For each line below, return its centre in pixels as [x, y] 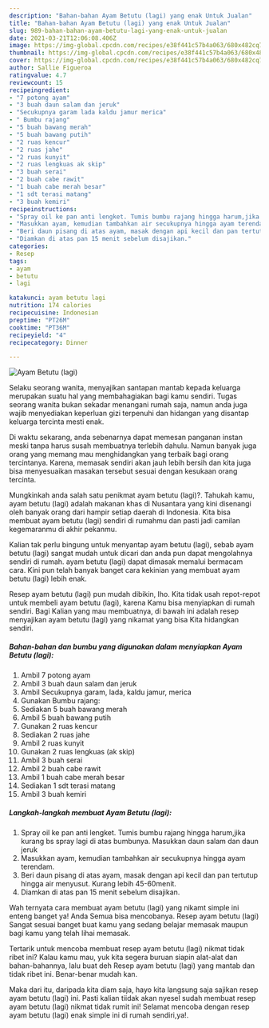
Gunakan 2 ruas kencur [59, 726]
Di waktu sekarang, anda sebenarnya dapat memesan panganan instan [126, 438]
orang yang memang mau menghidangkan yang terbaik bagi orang [119, 454]
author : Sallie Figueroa [50, 68]
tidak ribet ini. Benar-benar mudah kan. [73, 974]
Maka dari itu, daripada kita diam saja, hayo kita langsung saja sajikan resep [134, 990]
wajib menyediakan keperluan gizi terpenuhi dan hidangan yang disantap [129, 414]
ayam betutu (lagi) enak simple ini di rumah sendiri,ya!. [99, 1015]
